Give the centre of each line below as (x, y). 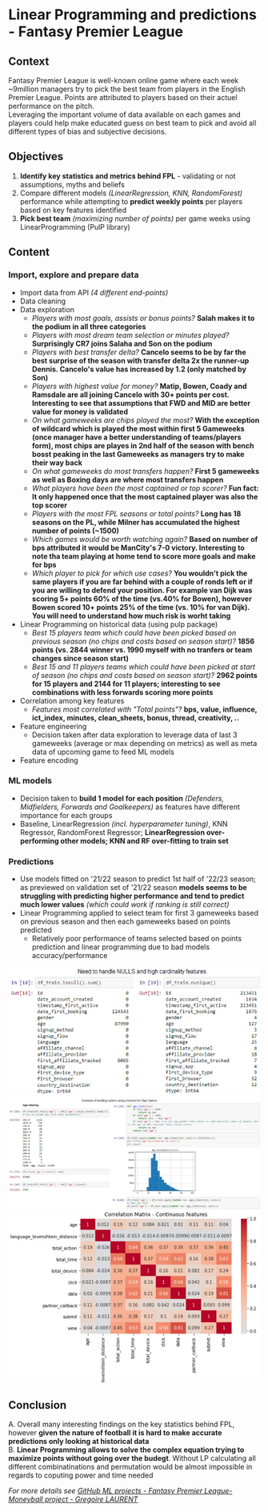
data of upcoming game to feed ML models (103, 752)
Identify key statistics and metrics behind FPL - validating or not (128, 176)
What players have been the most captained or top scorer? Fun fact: (145, 488)
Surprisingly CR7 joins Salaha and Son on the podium (122, 343)
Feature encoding (49, 760)
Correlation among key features (72, 700)
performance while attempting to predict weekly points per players (131, 201)
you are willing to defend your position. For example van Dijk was (142, 590)
